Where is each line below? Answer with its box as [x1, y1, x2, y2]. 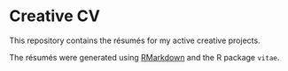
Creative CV [9, 6, 100, 26]
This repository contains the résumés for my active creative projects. [9, 35, 261, 46]
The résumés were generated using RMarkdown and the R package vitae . [9, 52, 280, 62]
